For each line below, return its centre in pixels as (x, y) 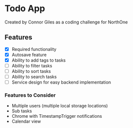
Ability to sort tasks (31, 71)
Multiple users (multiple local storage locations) (60, 106)
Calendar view (26, 121)
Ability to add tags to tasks (39, 60)
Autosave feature (29, 55)
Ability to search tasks (34, 77)
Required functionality (34, 49)
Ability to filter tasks (32, 65)
